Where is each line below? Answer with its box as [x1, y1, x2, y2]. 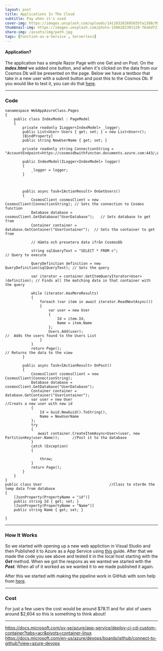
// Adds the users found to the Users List [5, 334, 97, 338]
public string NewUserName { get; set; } [22, 138, 108, 143]
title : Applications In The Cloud [5, 12, 75, 17]
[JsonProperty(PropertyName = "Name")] [14, 503, 95, 508]
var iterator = [31, 274, 62, 279]
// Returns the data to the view [5, 351, 73, 355]
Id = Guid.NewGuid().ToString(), [39, 410, 108, 415]
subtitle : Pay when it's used [5, 16, 66, 21]
